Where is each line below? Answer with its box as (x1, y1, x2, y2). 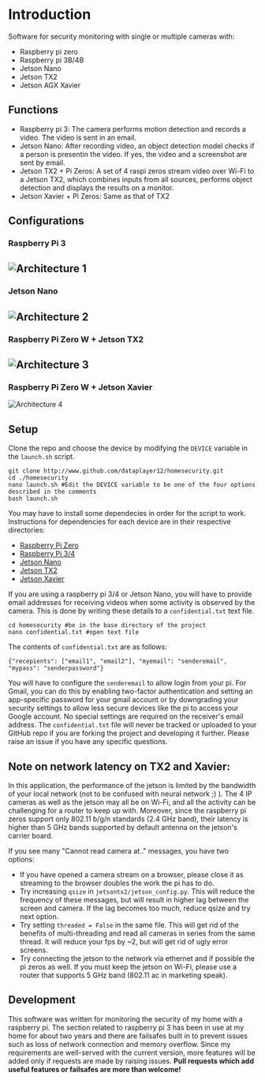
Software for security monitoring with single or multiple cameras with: (8, 32, 235, 41)
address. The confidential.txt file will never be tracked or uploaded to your (8, 720, 257, 730)
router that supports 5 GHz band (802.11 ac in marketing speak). (19, 970, 228, 980)
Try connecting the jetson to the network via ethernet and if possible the (19, 954, 255, 963)
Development (8, 993, 77, 1007)
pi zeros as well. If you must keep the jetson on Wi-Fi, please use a (19, 962, 237, 971)
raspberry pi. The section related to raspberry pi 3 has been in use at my (8, 1022, 244, 1032)
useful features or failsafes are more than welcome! (8, 1064, 181, 1074)
